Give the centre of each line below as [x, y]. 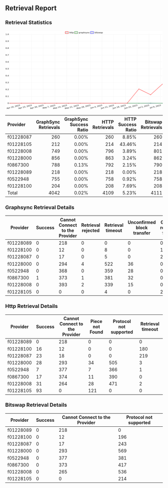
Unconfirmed [141, 222]
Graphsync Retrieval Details [40, 207]
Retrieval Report [31, 8]
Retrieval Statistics [29, 23]
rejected [91, 230]
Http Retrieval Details [31, 306]
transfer [142, 233]
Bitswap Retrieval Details [36, 405]
